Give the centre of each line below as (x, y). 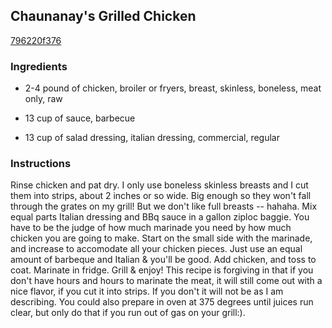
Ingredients (39, 66)
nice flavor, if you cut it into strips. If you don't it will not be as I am (147, 291)
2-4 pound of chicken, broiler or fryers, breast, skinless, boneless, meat (173, 88)
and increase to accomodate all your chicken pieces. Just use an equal (156, 249)
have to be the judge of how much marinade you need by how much (151, 228)
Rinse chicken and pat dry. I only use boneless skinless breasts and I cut (159, 185)
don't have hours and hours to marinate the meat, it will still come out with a (166, 281)
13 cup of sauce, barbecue (80, 118)
